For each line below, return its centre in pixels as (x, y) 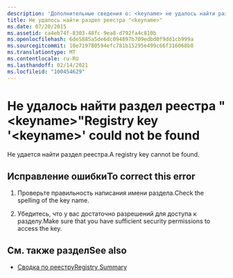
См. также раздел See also (67, 250)
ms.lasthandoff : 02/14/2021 (48, 65)
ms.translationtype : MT (42, 53)
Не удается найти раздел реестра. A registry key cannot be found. (103, 155)
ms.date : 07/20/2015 (37, 26)
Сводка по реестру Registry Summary (72, 267)
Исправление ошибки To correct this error (101, 176)
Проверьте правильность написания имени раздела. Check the (111, 193)
